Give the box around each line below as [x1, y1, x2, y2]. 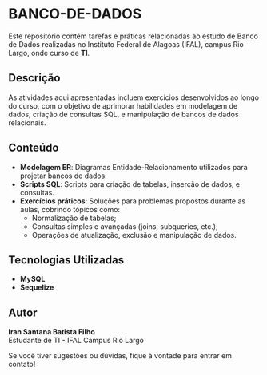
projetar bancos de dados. [19, 171, 108, 180]
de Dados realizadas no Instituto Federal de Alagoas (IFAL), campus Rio [8, 39, 244, 49]
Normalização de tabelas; [31, 213, 117, 223]
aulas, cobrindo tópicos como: [19, 204, 121, 214]
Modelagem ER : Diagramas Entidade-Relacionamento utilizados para [19, 162, 248, 172]
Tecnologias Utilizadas [8, 253, 125, 266]
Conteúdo [8, 141, 59, 155]
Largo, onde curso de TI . [8, 48, 90, 57]
